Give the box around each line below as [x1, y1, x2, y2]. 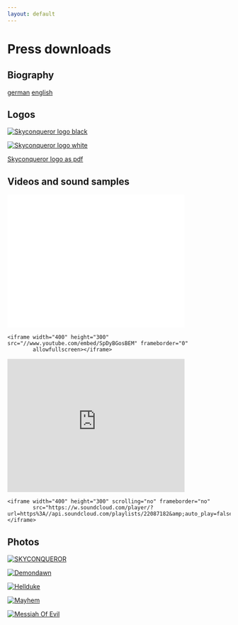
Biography [7, 69, 55, 82]
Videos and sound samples [7, 175, 130, 187]
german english [7, 88, 53, 97]
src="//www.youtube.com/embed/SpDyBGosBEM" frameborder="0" [7, 340, 189, 347]
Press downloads [7, 40, 111, 57]
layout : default [7, 10, 55, 18]
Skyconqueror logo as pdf [7, 155, 84, 163]
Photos [7, 536, 40, 548]
